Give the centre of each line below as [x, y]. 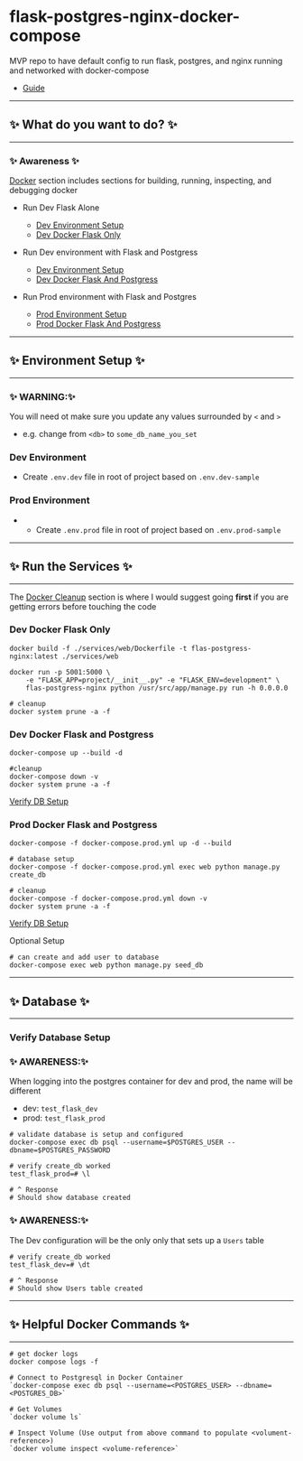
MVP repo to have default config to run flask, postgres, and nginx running [146, 60]
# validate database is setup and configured [96, 1135]
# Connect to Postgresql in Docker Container [96, 1377]
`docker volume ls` [46, 1417]
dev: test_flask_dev [60, 1109]
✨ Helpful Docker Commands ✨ [99, 1325]
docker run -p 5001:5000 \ [60, 672]
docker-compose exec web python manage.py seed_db [106, 965]
